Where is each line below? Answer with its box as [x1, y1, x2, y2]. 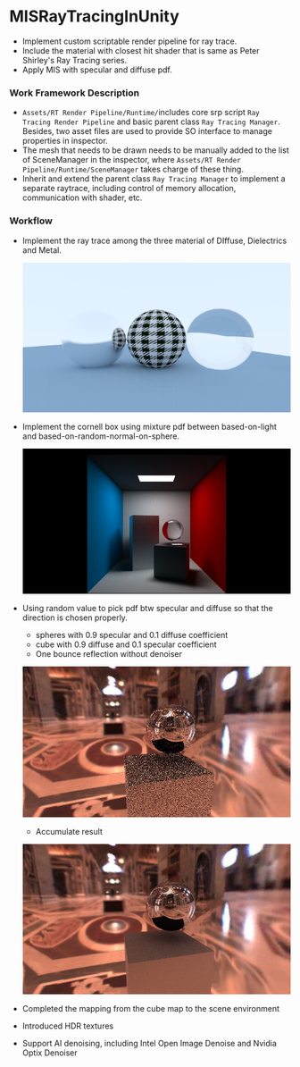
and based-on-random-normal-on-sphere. [21, 431, 180, 441]
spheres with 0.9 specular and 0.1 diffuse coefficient [35, 629, 229, 640]
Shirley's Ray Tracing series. [21, 55, 128, 65]
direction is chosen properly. [21, 612, 128, 623]
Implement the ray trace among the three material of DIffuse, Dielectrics [21, 235, 287, 246]
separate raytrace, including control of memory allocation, [21, 183, 237, 194]
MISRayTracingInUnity [9, 6, 180, 27]
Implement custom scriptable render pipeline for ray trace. [21, 36, 237, 46]
